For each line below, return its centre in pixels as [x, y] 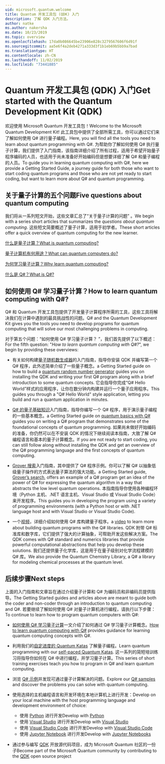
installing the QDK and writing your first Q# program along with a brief [83, 376]
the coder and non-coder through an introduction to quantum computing [79, 603]
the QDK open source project [42, 756]
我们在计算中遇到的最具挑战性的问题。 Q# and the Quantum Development [83, 318]
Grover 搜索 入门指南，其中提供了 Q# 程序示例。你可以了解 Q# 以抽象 [82, 465]
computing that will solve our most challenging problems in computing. [77, 329]
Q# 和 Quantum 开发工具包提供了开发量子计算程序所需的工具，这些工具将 [79, 312]
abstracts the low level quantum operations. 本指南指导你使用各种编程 [83, 488]
